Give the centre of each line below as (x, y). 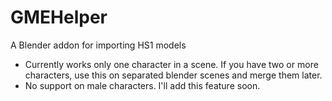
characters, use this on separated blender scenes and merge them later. (173, 75)
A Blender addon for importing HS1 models (98, 45)
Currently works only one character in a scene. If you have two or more (171, 64)
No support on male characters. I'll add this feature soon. (142, 85)
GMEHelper (59, 17)
